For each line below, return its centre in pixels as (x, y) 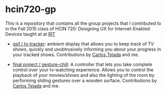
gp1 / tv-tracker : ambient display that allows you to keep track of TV (83, 43)
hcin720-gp (31, 9)
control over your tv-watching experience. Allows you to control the (83, 70)
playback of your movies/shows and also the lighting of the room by (84, 75)
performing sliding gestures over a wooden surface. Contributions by (85, 80)
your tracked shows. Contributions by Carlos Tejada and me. (76, 55)
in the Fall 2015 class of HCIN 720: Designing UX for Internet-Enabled (78, 28)
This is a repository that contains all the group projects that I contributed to (83, 23)
